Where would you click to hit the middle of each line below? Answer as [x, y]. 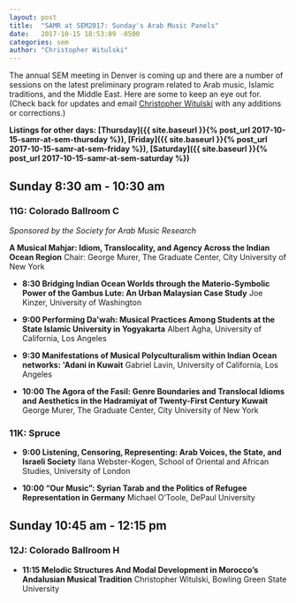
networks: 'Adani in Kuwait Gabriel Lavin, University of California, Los [150, 364]
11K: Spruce [35, 432]
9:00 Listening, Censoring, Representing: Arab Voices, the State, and [152, 453]
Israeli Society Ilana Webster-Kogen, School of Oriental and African [145, 462]
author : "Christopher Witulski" [68, 50]
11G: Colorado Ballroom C [64, 211]
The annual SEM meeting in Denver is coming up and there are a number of [146, 75]
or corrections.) [38, 113]
